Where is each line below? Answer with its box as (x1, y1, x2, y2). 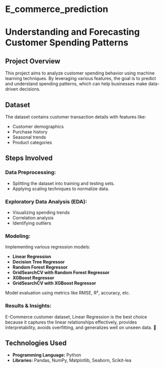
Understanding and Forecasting (5, 26, 140, 38)
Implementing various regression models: (5, 244, 91, 250)
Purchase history (12, 129, 47, 134)
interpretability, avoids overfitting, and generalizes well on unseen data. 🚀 (5, 324, 156, 330)
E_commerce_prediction (5, 3, 108, 15)
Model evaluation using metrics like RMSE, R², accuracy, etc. (5, 290, 130, 296)
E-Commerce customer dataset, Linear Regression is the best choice (5, 313, 147, 319)
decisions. (19, 86, 41, 92)
